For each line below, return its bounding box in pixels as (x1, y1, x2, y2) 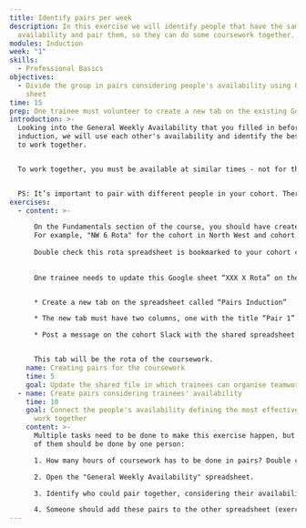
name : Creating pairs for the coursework (25, 363, 185, 372)
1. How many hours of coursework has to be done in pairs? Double (33, 456, 291, 465)
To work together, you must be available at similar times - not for (17, 165, 287, 174)
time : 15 (9, 97, 43, 107)
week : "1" (9, 47, 47, 56)
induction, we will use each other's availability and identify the (17, 132, 283, 141)
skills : (9, 56, 39, 65)
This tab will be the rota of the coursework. (33, 355, 214, 364)
